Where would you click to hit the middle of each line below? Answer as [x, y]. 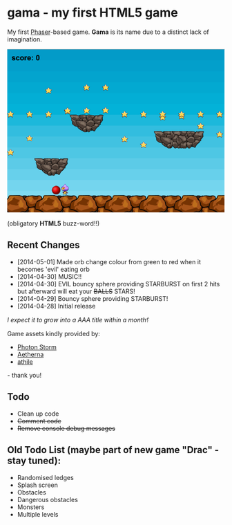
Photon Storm [37, 347]
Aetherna [30, 354]
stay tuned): [34, 461]
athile [25, 362]
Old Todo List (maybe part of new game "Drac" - [113, 450]
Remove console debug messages [66, 428]
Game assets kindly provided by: [54, 333]
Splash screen [38, 485]
